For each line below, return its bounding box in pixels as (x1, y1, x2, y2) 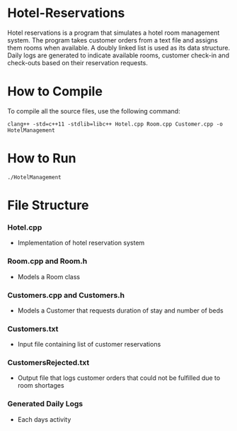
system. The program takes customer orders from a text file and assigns (7, 35, 218, 44)
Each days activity (17, 415, 71, 423)
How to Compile (7, 84, 103, 100)
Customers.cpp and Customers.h (7, 290, 125, 300)
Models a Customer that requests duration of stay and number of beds (17, 306, 224, 315)
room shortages (17, 381, 65, 390)
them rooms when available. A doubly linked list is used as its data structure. (7, 43, 231, 52)
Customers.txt (7, 324, 59, 334)
